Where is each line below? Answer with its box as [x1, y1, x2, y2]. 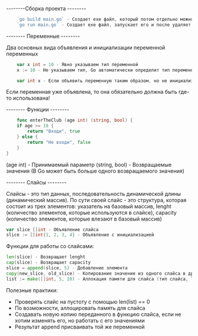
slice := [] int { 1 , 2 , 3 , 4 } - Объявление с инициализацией [6, 232, 154, 238]
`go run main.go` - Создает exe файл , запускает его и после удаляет [16, 22, 192, 28]
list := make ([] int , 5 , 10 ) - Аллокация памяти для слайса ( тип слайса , [6, 276, 189, 282]
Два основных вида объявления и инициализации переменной [6, 44, 166, 51]
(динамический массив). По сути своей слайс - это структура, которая [6, 196, 187, 203]
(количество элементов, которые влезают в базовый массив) [6, 215, 162, 222]
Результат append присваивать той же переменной [14, 323, 145, 330]
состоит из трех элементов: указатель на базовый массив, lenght [6, 203, 172, 210]
